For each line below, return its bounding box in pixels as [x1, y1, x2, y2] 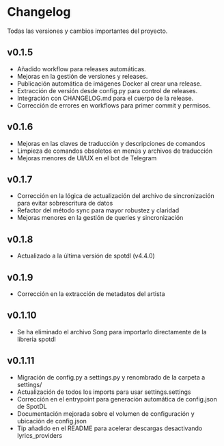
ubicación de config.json [16, 417, 87, 425]
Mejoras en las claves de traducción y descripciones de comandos [16, 139, 206, 147]
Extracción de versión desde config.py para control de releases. [16, 86, 198, 95]
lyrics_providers [16, 431, 63, 439]
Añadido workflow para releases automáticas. [16, 64, 147, 73]
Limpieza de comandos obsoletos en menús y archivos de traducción [16, 147, 213, 155]
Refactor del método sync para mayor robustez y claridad [16, 206, 180, 214]
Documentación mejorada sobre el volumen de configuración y [16, 409, 195, 418]
